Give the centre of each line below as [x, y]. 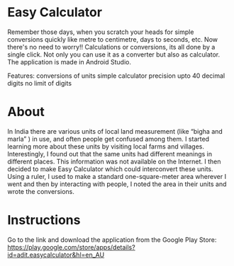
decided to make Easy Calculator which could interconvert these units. [111, 169]
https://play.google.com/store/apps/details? [72, 247]
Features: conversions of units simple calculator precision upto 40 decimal [116, 76]
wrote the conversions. [41, 191]
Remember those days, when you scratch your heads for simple [101, 32]
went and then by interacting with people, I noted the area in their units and [117, 184]
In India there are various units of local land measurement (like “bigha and [115, 131]
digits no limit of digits [40, 83]
